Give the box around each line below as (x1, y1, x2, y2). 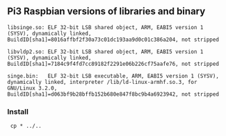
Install (7, 107, 29, 117)
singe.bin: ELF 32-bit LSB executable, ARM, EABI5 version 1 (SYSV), (7, 72, 219, 79)
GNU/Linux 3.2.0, (7, 85, 58, 92)
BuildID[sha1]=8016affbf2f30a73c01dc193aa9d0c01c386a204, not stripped (7, 36, 219, 43)
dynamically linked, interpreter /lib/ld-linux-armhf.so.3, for (7, 78, 197, 85)
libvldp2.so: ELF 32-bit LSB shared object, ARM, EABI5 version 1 (7, 48, 204, 55)
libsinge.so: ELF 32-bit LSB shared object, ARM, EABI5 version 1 (7, 24, 204, 31)
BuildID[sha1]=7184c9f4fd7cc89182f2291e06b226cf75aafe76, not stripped (7, 60, 219, 67)
